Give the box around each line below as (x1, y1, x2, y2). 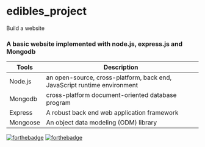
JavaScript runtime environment (46, 81, 138, 90)
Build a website (6, 24, 45, 32)
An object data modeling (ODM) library (46, 118, 157, 127)
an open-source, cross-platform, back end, (46, 73, 172, 82)
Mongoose (9, 118, 41, 127)
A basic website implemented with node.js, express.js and (6, 40, 183, 48)
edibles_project (6, 4, 87, 18)
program (46, 99, 71, 107)
